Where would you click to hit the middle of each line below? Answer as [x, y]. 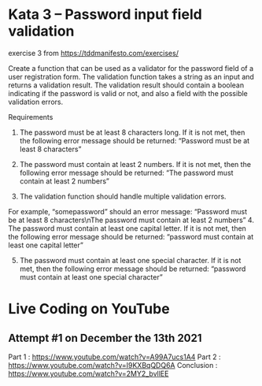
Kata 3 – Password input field [105, 15]
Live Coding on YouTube [89, 309]
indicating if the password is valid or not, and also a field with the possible [128, 93]
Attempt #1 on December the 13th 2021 [105, 338]
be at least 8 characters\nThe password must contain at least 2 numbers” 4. [131, 220]
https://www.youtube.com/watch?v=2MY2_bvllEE [89, 373]
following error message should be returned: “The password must [126, 173]
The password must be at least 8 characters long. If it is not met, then [132, 132]
